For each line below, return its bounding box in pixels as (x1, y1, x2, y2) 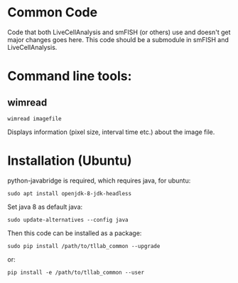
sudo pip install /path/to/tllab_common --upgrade (7, 242, 161, 249)
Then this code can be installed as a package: (7, 229, 142, 237)
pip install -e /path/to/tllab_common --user (7, 269, 144, 276)
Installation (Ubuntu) (7, 153, 132, 169)
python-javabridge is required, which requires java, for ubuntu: (7, 176, 191, 185)
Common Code (7, 4, 98, 21)
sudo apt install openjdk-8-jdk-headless (7, 190, 132, 197)
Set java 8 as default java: (7, 202, 83, 211)
